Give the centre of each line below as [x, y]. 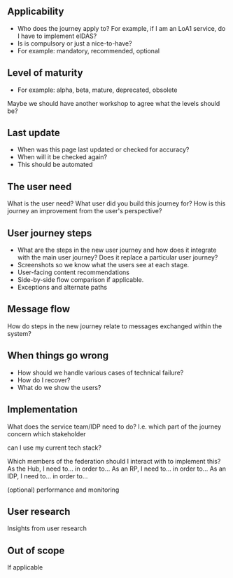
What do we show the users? [59, 387]
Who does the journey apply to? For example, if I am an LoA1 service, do [121, 28]
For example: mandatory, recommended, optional [88, 51]
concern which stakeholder [47, 433]
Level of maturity [45, 73]
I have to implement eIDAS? [57, 36]
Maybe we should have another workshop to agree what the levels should [114, 103]
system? [19, 333]
